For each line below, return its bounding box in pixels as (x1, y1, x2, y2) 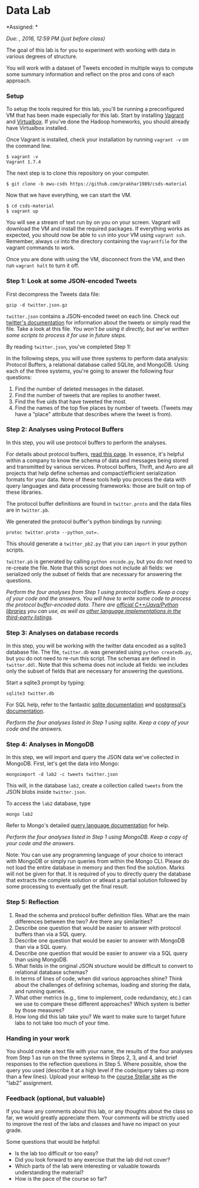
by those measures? (14, 1006, 65, 1014)
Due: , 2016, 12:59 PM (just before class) (6, 35, 106, 42)
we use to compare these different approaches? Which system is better (14, 1000, 190, 1007)
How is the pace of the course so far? (14, 1175, 107, 1183)
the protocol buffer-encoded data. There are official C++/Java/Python (6, 601, 179, 608)
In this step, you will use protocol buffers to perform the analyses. (6, 439, 168, 446)
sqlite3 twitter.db (6, 691, 55, 697)
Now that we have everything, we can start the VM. (6, 191, 132, 199)
